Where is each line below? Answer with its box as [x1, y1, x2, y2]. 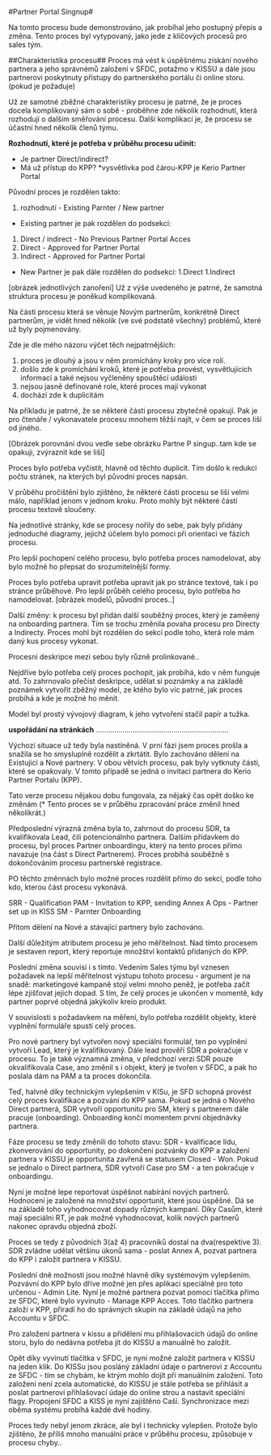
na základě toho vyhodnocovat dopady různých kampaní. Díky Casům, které [8, 1205, 263, 1214]
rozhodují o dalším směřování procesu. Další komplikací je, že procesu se [8, 114, 252, 124]
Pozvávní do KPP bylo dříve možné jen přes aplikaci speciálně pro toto [8, 1279, 243, 1288]
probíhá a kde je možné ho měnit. [8, 693, 120, 703]
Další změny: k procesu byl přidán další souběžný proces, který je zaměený [8, 611, 260, 620]
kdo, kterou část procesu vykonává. [8, 882, 128, 892]
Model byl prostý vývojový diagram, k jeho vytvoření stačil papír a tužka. [8, 709, 251, 719]
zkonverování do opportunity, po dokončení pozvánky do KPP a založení [8, 1146, 250, 1155]
